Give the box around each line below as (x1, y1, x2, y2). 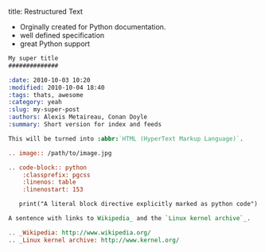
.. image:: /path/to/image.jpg (8, 149, 112, 157)
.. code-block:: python (8, 163, 88, 172)
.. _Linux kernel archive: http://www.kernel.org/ (8, 236, 180, 244)
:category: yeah (8, 99, 62, 107)
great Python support (19, 39, 90, 48)
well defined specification (19, 31, 105, 40)
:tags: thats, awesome (8, 91, 84, 99)
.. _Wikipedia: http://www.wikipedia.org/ (8, 228, 151, 237)
